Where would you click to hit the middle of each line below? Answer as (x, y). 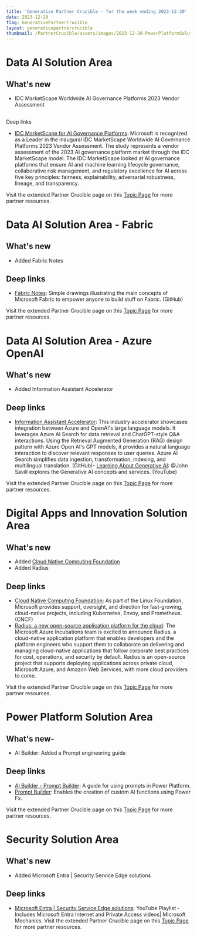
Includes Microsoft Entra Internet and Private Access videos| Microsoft (100, 914)
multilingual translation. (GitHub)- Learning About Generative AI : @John (101, 466)
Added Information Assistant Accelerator (64, 389)
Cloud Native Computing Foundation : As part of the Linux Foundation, (99, 600)
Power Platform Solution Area (80, 717)
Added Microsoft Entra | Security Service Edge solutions (83, 875)
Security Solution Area (62, 839)
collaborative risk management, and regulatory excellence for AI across (101, 171)
